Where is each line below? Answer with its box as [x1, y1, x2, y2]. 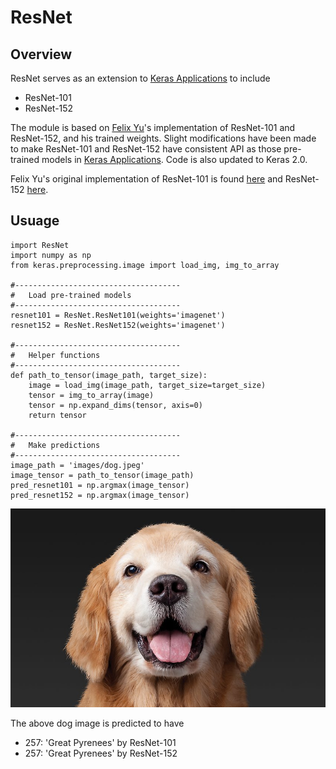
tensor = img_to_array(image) [28, 390, 155, 400]
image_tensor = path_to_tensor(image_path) [10, 470, 195, 480]
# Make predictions [10, 440, 101, 450]
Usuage [10, 212, 60, 230]
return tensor [28, 410, 87, 420]
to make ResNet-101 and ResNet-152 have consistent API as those [10, 143, 282, 155]
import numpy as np [10, 250, 92, 260]
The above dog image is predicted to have [10, 717, 185, 729]
